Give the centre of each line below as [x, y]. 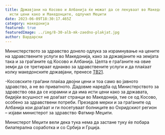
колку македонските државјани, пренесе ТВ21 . [55, 72]
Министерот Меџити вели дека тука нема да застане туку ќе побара [77, 122]
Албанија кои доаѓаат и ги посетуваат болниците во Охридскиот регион [81, 107]
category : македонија [27, 23]
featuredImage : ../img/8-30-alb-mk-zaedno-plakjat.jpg [62, 32]
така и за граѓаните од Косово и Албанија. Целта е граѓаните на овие [78, 61]
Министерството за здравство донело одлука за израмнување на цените [82, 51]
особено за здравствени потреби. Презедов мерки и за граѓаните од [78, 102]
